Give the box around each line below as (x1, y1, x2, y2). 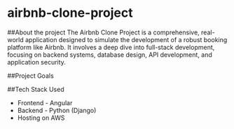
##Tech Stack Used (7, 85, 64, 93)
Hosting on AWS (17, 114, 65, 122)
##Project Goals (7, 72, 54, 80)
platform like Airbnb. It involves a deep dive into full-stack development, (7, 43, 215, 51)
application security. (7, 57, 67, 66)
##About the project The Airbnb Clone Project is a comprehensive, (7, 28, 200, 36)
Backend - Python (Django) (17, 106, 97, 114)
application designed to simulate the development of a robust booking (25, 35, 228, 43)
